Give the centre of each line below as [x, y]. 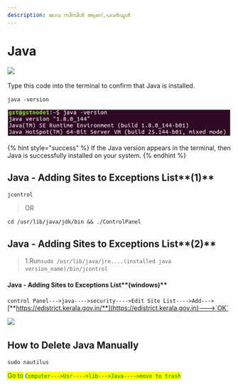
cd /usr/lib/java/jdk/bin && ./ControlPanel [74, 222]
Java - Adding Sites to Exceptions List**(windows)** [87, 285]
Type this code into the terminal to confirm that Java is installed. [101, 85]
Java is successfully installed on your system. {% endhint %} [97, 155]
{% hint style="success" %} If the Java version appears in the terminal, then [119, 148]
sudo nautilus [28, 363]
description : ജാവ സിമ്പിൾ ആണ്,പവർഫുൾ [69, 15]
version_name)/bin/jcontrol [66, 269]
